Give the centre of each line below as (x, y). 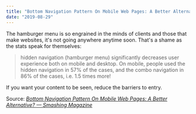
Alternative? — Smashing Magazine (49, 105)
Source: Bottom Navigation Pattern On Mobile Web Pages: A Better (87, 99)
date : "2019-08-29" (30, 17)
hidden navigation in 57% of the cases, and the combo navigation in (102, 70)
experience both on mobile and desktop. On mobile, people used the (103, 63)
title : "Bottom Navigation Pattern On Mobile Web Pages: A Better (88, 11)
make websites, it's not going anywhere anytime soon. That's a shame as (94, 40)
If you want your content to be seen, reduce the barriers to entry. (84, 87)
